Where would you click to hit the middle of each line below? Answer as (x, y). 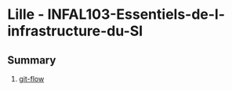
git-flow (31, 79)
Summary (32, 60)
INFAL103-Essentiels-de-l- (136, 15)
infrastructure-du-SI (75, 31)
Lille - (26, 15)
